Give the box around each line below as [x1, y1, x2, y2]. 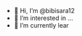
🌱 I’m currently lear [13, 21, 69, 29]
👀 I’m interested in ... [13, 14, 74, 22]
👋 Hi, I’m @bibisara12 [13, 7, 75, 15]
